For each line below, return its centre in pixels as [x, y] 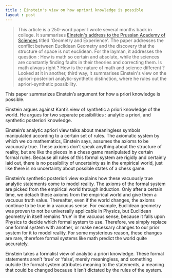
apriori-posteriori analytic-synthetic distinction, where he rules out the [92, 78]
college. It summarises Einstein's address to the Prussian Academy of [92, 35]
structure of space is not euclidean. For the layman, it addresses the [90, 51]
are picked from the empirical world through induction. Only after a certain [84, 189]
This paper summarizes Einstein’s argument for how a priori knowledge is [83, 94]
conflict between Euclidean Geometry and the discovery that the [86, 46]
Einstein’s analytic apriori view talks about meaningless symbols [73, 130]
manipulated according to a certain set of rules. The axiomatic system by [82, 135]
